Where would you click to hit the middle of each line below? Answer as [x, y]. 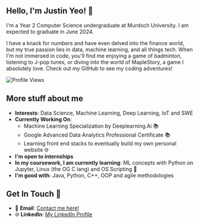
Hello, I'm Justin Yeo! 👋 [50, 11]
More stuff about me [45, 99]
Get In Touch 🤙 [34, 194]
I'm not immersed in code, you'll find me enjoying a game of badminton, [94, 56]
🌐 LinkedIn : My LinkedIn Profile [53, 214]
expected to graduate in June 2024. [50, 31]
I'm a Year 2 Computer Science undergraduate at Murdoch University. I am [97, 25]
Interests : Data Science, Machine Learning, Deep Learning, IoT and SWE [104, 113]
